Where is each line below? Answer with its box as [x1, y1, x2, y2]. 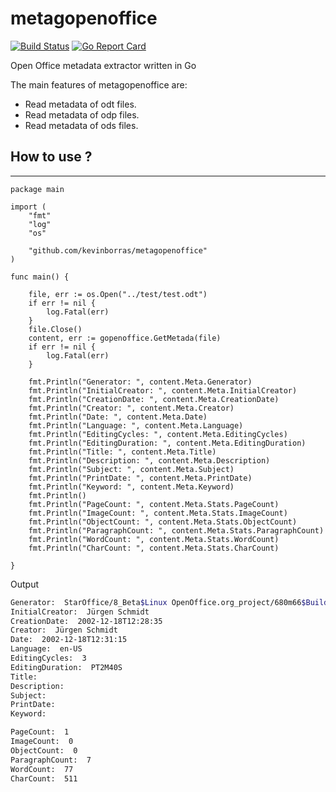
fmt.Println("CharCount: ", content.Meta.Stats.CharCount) [28, 543, 280, 553]
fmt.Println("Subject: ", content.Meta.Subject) [28, 464, 235, 474]
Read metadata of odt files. [24, 98, 137, 110]
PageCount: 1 [10, 727, 70, 737]
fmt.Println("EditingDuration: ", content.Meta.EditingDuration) [28, 438, 307, 448]
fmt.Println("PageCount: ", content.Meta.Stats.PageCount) [28, 499, 280, 509]
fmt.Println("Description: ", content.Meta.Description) [28, 455, 271, 466]
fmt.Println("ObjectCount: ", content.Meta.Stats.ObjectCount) [28, 517, 298, 527]
